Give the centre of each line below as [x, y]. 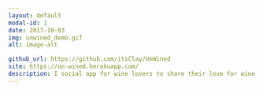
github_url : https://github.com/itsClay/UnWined [89, 59]
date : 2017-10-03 [37, 30]
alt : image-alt [33, 45]
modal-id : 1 [28, 23]
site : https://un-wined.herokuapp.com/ [74, 67]
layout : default [35, 15]
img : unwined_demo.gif [45, 37]
